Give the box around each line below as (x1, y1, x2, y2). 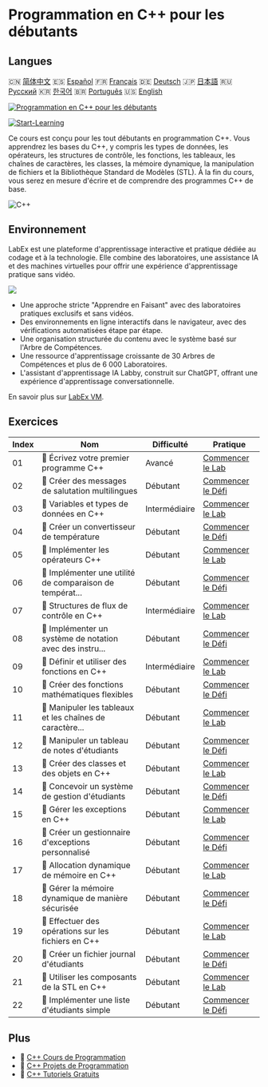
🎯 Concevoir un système (41, 780, 134, 791)
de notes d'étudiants (41, 744, 119, 756)
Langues (8, 54, 53, 68)
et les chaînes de (41, 712, 105, 723)
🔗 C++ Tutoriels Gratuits (19, 1069, 100, 1079)
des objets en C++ (41, 768, 111, 779)
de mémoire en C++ (41, 869, 117, 880)
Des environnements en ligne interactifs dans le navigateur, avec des (19, 317, 247, 327)
